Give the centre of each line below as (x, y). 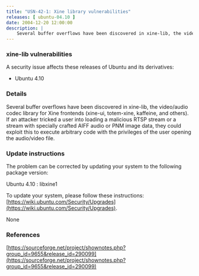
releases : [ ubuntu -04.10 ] (41, 17)
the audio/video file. (31, 138)
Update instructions (36, 153)
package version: (27, 173)
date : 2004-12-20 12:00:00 (39, 22)
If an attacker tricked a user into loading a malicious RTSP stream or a (91, 119)
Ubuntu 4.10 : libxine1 (32, 184)
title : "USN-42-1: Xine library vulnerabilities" (69, 12)
